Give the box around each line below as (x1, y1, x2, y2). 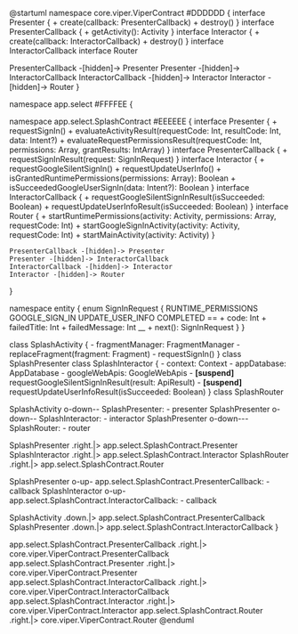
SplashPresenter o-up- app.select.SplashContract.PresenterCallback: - (9, 476, 270, 486)
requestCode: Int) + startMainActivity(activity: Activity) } (9, 230, 215, 240)
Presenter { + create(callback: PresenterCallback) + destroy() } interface (9, 17, 275, 28)
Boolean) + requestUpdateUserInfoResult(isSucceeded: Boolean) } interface (9, 201, 289, 212)
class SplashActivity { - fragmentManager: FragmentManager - (9, 339, 240, 350)
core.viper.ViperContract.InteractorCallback (9, 587, 170, 597)
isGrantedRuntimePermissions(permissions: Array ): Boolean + (9, 173, 237, 183)
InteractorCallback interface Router (9, 45, 138, 56)
